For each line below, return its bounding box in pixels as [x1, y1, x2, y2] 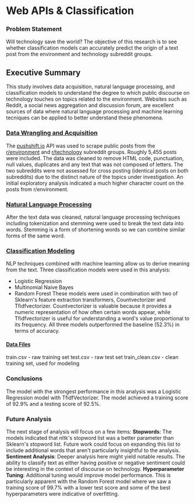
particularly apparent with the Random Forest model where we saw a [6, 478, 171, 485]
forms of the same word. [6, 232, 65, 239]
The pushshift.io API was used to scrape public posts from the [6, 142, 155, 149]
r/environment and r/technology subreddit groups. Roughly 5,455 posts [6, 148, 177, 156]
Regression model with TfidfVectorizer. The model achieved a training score [6, 394, 189, 401]
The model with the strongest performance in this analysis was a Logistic [6, 388, 182, 395]
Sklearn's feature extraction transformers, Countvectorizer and [14, 297, 166, 304]
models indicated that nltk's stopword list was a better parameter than [6, 434, 174, 441]
